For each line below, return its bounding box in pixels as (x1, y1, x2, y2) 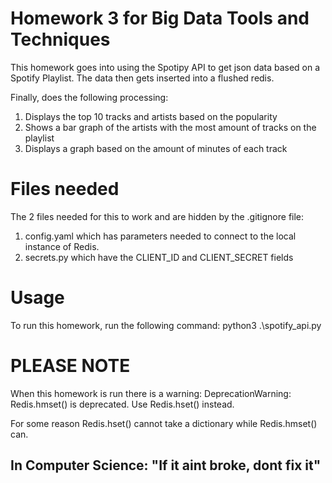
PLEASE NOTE (10, 355, 131, 377)
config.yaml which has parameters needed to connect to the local (24, 230, 297, 242)
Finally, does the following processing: (10, 91, 169, 103)
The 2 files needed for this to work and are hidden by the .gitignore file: (10, 210, 305, 222)
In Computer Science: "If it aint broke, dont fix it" (10, 457, 322, 474)
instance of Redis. (24, 240, 100, 252)
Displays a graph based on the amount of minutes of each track (24, 142, 288, 154)
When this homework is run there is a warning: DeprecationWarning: (10, 387, 292, 399)
